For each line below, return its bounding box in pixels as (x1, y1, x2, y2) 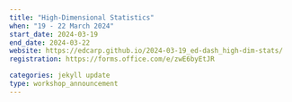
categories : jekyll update (9, 71, 111, 81)
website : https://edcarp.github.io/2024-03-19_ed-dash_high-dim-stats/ (9, 47, 283, 55)
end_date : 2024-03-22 (9, 38, 91, 47)
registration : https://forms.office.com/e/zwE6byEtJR (9, 55, 216, 64)
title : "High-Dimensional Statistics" (9, 13, 155, 22)
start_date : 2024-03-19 (9, 30, 99, 38)
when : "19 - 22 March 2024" (9, 21, 115, 30)
